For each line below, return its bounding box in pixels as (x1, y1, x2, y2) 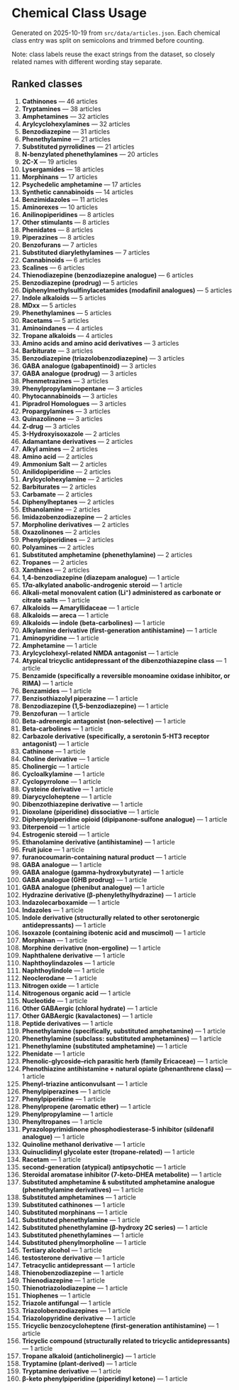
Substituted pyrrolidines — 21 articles (21, 142, 135, 151)
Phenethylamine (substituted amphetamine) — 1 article (21, 1041, 187, 1050)
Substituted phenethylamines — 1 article (21, 1231, 144, 1239)
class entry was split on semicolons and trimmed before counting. (11, 36, 204, 44)
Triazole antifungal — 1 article (21, 1298, 111, 1307)
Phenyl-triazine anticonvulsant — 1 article (21, 1079, 148, 1088)
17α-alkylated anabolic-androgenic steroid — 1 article (21, 580, 183, 589)
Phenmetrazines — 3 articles (21, 376, 109, 385)
